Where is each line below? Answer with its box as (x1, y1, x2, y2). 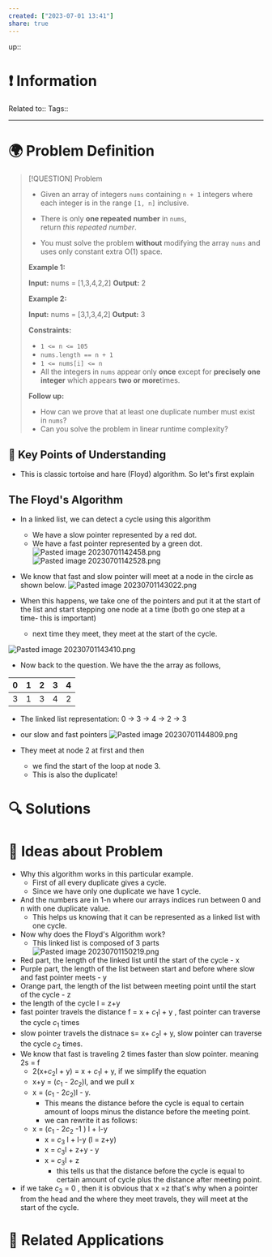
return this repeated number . (40, 222, 138, 232)
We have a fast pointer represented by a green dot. (32, 538, 202, 548)
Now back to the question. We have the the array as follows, (19, 660, 221, 670)
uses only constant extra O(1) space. (40, 247, 164, 256)
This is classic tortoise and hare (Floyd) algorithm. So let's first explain (19, 470, 255, 479)
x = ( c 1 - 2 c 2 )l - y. (32, 1088, 91, 1099)
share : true (8, 19, 49, 28)
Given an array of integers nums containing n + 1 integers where (40, 190, 253, 199)
